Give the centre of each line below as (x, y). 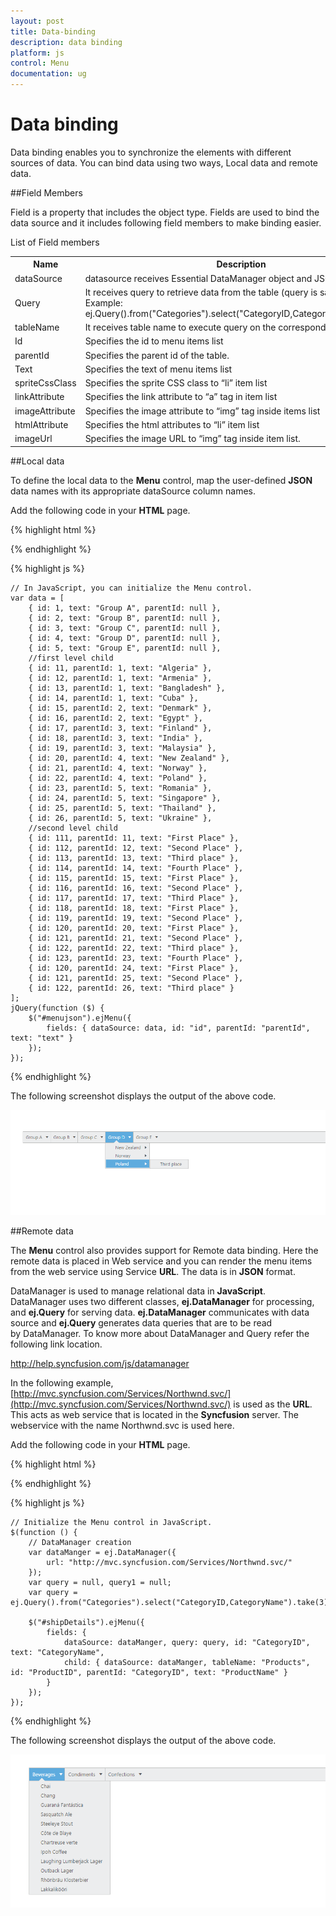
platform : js (37, 53)
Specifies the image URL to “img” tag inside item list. (192, 439)
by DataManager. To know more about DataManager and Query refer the (160, 1334)
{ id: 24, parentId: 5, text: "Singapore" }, (125, 798)
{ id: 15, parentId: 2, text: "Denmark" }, (120, 708)
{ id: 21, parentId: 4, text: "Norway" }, (118, 768)
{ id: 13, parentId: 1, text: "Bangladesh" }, (127, 688)
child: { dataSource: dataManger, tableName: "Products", (187, 1663)
